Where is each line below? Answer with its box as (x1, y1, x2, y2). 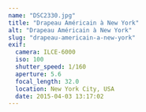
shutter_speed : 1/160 (15, 63, 87, 71)
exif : (8, 41, 26, 49)
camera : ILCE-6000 (15, 48, 77, 56)
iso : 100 (15, 56, 44, 64)
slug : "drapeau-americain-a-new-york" (8, 33, 136, 42)
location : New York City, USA (15, 84, 114, 93)
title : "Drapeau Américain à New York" (8, 19, 140, 27)
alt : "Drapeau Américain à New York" (8, 26, 133, 34)
